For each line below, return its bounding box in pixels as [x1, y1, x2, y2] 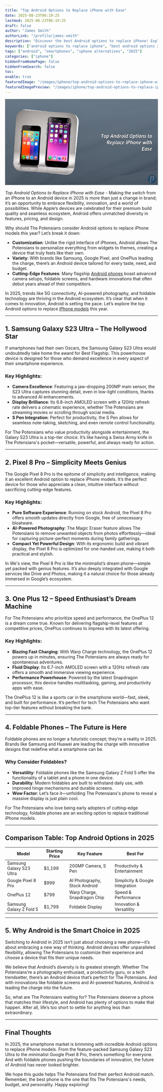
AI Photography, [69, 877, 102, 883]
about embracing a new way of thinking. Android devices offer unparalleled [5, 944, 156, 950]
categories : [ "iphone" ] [5, 54, 53, 59]
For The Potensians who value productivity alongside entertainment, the [5, 429, 149, 435]
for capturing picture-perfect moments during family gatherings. [12, 536, 141, 541]
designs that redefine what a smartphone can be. [5, 746, 103, 752]
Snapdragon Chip [69, 894, 104, 900]
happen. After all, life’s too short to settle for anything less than [5, 1005, 130, 1010]
